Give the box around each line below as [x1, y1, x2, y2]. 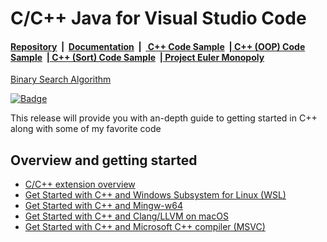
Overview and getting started [10, 152, 198, 169]
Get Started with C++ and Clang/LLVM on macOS [24, 210, 229, 222]
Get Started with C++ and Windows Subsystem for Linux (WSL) [24, 189, 287, 201]
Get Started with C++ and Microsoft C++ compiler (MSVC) [24, 221, 266, 233]
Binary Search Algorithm [10, 73, 112, 86]
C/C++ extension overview [24, 178, 136, 191]
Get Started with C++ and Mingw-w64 [24, 200, 183, 212]
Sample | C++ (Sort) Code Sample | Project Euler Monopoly [10, 51, 265, 63]
